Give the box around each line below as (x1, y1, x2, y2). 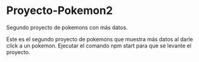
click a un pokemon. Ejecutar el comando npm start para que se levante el (6, 42, 192, 49)
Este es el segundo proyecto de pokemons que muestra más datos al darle (6, 35, 194, 43)
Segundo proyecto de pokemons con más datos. (6, 24, 128, 31)
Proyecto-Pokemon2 (6, 4, 113, 18)
